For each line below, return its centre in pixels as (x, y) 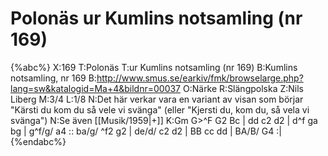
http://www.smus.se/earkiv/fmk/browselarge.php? (200, 78)
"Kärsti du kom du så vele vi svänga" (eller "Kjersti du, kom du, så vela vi (160, 109)
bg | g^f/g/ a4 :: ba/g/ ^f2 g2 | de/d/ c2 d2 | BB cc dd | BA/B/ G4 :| (146, 131)
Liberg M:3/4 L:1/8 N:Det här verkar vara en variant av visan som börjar (157, 99)
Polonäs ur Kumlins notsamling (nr (156, 18)
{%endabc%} (38, 141)
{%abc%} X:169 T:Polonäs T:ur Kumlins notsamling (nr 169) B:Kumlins (154, 67)
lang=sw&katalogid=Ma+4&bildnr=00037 (96, 88)
